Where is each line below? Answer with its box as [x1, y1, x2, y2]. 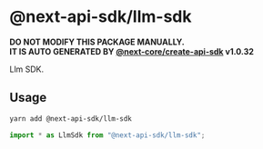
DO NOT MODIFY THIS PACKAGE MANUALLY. [9, 36, 185, 47]
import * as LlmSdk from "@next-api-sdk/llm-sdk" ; [9, 130, 206, 140]
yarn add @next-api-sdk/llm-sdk [9, 114, 132, 124]
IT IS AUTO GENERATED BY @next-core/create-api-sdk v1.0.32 [9, 45, 255, 56]
